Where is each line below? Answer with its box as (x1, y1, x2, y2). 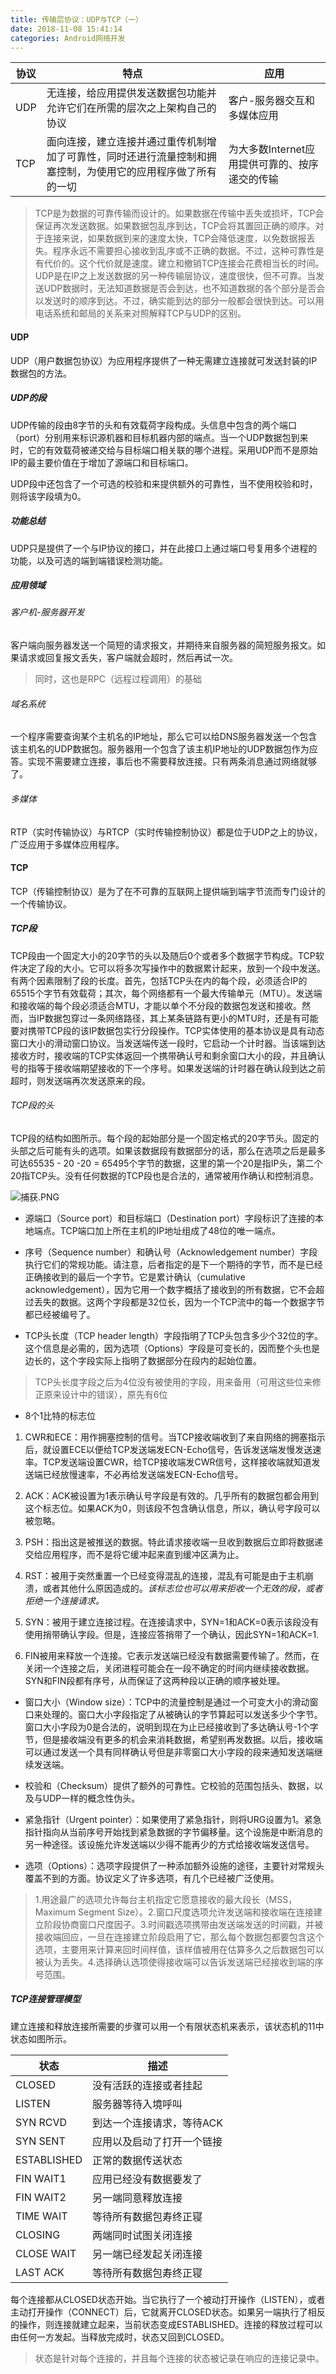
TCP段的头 (10, 1099, 55, 1111)
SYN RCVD (15, 2115, 68, 2129)
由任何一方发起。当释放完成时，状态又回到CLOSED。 (10, 2331, 230, 2343)
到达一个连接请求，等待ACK (91, 2116, 223, 2130)
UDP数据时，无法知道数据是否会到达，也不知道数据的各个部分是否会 (43, 282, 326, 295)
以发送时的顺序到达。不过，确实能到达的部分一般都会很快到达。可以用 (34, 295, 325, 307)
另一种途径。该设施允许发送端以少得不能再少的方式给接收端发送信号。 (24, 1838, 315, 1850)
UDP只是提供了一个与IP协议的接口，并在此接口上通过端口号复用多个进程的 (10, 542, 318, 554)
